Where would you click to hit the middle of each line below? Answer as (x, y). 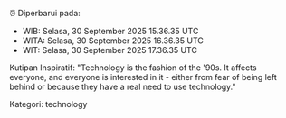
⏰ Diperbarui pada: (45, 13)
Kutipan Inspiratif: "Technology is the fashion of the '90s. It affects (133, 68)
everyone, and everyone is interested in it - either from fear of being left (143, 77)
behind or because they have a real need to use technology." (123, 86)
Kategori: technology (48, 104)
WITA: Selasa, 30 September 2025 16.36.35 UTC (113, 41)
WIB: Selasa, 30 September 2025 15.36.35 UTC (110, 31)
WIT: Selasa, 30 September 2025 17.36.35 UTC (110, 50)
